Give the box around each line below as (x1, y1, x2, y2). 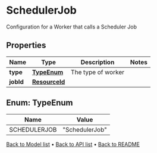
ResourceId (32, 78, 65, 86)
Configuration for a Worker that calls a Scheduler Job (6, 23, 137, 30)
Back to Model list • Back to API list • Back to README (6, 141, 140, 148)
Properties (6, 40, 46, 50)
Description (80, 58, 115, 66)
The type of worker (70, 68, 125, 76)
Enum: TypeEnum (6, 98, 73, 108)
